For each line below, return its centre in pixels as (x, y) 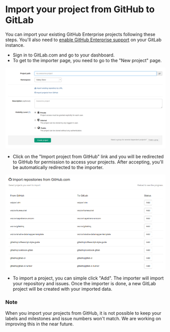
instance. (15, 45)
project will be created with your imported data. (62, 289)
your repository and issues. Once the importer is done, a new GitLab (84, 283)
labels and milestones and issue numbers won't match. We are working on (83, 319)
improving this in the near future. (39, 324)
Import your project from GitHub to (80, 9)
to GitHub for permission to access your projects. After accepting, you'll (88, 162)
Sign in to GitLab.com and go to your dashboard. (64, 55)
